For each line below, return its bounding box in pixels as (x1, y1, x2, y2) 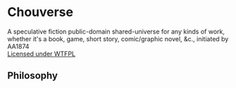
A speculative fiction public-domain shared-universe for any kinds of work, (7, 27, 225, 36)
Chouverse (7, 4, 74, 20)
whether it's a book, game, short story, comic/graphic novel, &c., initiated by (7, 34, 229, 43)
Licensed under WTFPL (7, 50, 76, 58)
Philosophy (7, 70, 58, 82)
